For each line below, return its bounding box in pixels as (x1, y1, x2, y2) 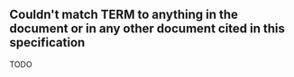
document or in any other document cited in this (9, 21, 286, 37)
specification (9, 35, 86, 50)
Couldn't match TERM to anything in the (9, 7, 239, 22)
